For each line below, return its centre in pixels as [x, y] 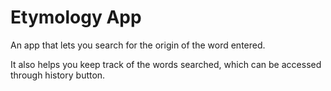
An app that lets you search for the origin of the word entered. [138, 45]
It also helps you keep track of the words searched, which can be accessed [166, 64]
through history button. [58, 75]
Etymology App [76, 17]
